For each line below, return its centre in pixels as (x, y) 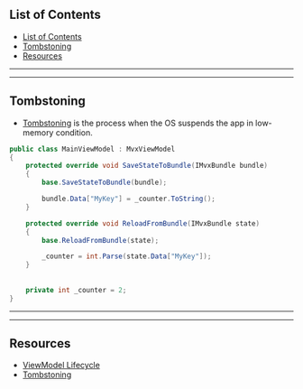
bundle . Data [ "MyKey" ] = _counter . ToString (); (129, 199)
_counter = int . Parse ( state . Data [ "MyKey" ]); (127, 256)
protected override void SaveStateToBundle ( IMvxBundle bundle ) (147, 166)
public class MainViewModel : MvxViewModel (92, 149)
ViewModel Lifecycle (61, 366)
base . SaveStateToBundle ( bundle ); (105, 183)
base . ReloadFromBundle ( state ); (101, 240)
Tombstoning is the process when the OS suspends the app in (138, 123)
